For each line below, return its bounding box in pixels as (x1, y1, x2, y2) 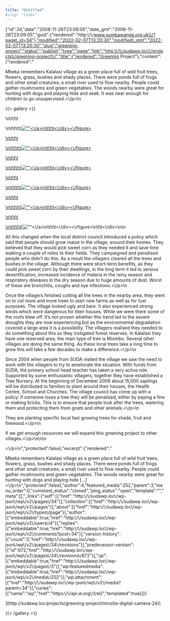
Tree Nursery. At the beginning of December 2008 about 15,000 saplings (5, 378, 158, 384)
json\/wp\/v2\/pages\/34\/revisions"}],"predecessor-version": (5, 542, 134, 548)
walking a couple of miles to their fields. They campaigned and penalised (5, 250, 158, 256)
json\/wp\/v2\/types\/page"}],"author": (5, 509, 86, 515)
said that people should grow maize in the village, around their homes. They (5, 239, 164, 245)
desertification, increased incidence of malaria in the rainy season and (5, 271, 152, 277)
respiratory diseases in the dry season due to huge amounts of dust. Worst (5, 277, 162, 283)
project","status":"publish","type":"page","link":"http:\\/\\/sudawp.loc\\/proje (5, 48, 163, 54)
